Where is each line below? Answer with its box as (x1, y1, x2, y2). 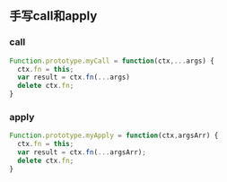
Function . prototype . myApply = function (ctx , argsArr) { (9, 131, 219, 141)
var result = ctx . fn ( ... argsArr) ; (17, 148, 146, 157)
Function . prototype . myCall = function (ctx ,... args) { (9, 56, 215, 65)
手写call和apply (9, 8, 98, 24)
